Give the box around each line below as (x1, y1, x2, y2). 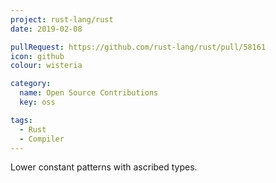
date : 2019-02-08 (10, 24, 83, 34)
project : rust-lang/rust (10, 14, 114, 25)
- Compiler (19, 134, 65, 144)
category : (10, 79, 52, 89)
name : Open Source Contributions (19, 88, 159, 98)
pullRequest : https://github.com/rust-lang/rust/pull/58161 (10, 42, 267, 52)
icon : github (10, 51, 65, 61)
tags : (10, 115, 33, 125)
